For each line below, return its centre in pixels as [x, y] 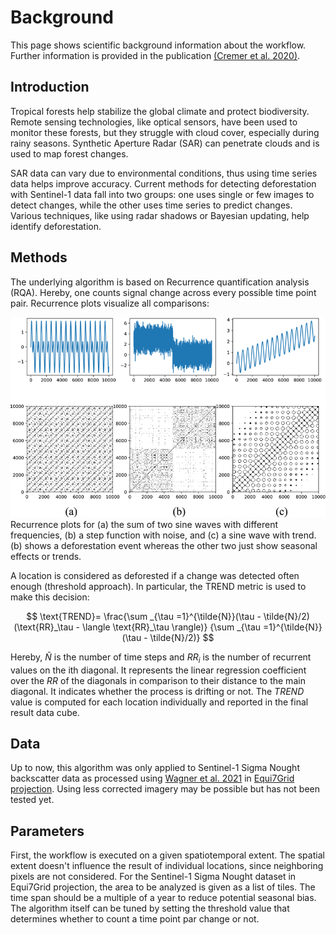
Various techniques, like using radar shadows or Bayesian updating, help [160, 215]
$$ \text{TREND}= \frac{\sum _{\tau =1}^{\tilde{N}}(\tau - [144, 616]
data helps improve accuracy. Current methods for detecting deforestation [163, 183]
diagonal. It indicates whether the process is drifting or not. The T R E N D [157, 691]
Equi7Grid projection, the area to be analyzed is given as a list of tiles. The [163, 887]
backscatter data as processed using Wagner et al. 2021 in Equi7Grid [152, 778]
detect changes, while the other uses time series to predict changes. [151, 205]
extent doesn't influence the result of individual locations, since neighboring [167, 866]
